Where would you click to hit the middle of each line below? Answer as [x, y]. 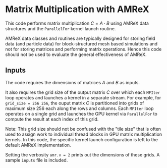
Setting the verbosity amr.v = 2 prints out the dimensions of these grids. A [82, 154]
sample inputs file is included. [37, 160]
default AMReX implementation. [38, 145]
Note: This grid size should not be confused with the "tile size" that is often [83, 129]
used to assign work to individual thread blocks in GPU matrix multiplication [84, 134]
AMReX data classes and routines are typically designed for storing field [80, 38]
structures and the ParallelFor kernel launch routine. [61, 28]
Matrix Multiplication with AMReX [77, 9]
